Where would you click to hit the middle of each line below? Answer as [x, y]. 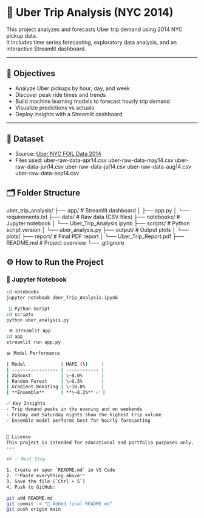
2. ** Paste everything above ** [46, 476]
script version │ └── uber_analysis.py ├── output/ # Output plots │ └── [98, 230]
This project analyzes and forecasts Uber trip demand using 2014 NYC [95, 29]
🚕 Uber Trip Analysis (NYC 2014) [90, 12]
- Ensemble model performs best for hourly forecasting [78, 420]
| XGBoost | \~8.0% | [55, 376]
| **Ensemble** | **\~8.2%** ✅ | [56, 393]
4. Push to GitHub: [31, 487]
